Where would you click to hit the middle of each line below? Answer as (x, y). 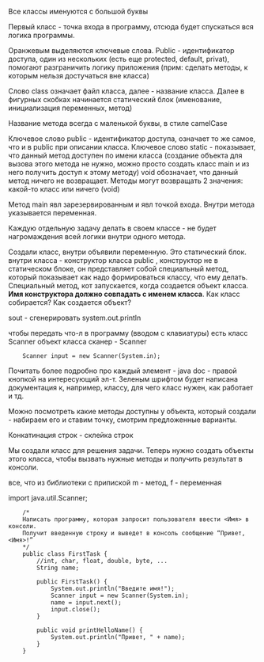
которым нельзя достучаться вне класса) (79, 76)
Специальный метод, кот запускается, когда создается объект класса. (128, 285)
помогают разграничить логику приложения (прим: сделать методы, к (128, 67)
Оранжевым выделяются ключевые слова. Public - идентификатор (121, 50)
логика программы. (41, 35)
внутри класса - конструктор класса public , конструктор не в (113, 260)
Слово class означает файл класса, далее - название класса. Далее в (126, 91)
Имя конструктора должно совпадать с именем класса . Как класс (124, 294)
